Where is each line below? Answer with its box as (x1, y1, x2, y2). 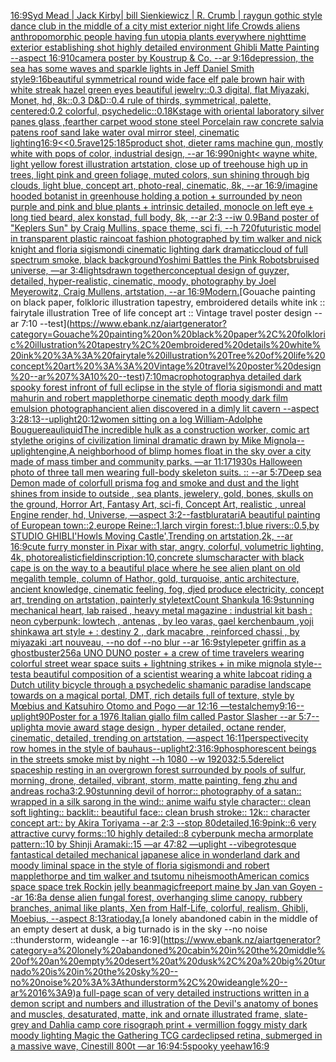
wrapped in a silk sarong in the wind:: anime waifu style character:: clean (10, 796, 311, 807)
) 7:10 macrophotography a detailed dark (141, 371, 302, 382)
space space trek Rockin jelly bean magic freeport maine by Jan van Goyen (10, 881, 317, 892)
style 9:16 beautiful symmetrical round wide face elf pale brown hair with (10, 73, 305, 85)
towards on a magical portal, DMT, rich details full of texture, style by (10, 690, 295, 701)
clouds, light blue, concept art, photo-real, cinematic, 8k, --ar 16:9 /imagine (10, 180, 318, 191)
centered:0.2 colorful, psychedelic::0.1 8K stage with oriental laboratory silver (10, 105, 325, 117)
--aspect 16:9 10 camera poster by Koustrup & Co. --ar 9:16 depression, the (10, 52, 315, 64)
